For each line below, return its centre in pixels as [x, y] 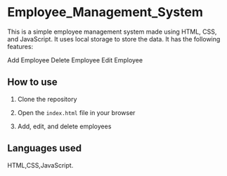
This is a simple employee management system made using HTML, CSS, [112, 32]
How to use [32, 82]
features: [20, 46]
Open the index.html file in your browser [76, 112]
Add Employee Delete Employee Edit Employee [75, 60]
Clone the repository [47, 99]
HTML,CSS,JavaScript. [40, 165]
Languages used [45, 148]
